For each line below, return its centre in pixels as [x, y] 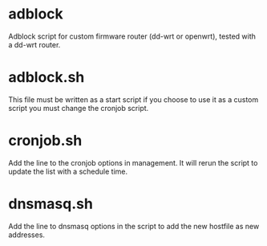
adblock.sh [47, 78]
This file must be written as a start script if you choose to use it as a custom [133, 99]
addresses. [27, 235]
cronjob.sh [45, 141]
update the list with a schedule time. [68, 171]
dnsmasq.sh [51, 204]
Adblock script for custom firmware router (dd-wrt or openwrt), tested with [132, 36]
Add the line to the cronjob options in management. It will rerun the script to [133, 162]
